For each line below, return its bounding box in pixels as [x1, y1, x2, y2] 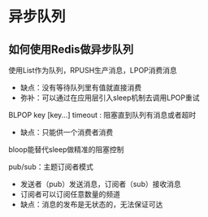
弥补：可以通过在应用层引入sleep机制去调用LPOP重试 [19, 93, 200, 102]
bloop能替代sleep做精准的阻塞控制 [8, 145, 124, 154]
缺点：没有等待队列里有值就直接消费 [19, 83, 142, 92]
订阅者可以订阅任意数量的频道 [19, 189, 120, 199]
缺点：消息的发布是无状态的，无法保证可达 [19, 200, 163, 209]
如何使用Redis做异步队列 [8, 42, 134, 56]
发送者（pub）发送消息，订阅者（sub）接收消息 [19, 180, 181, 189]
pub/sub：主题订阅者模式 [8, 162, 93, 171]
